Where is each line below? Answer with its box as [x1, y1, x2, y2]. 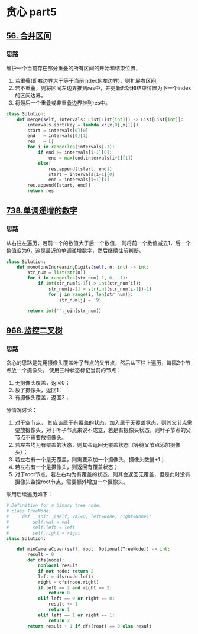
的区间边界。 [14, 92, 46, 99]
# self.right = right [6, 530, 81, 536]
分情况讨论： [6, 407, 37, 414]
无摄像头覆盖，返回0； [14, 379, 70, 386]
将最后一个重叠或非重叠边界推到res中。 [14, 99, 111, 106]
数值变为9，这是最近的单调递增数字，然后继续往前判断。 [6, 246, 144, 254]
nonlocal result [37, 563, 78, 568]
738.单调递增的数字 [6, 206, 78, 216]
